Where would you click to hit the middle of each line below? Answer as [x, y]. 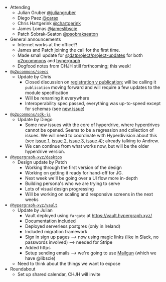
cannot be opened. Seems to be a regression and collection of [89, 130]
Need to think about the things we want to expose [69, 264]
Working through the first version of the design [73, 167]
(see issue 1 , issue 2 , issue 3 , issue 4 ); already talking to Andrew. [92, 141]
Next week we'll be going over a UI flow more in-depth [81, 178]
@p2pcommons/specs [29, 72]
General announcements [35, 39]
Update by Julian [35, 210]
